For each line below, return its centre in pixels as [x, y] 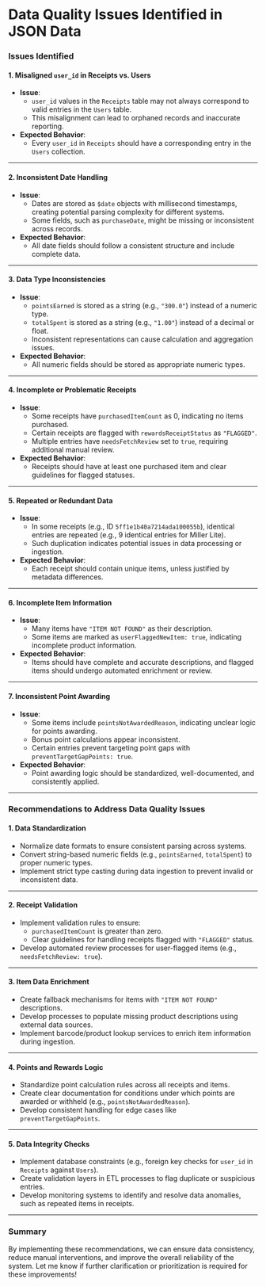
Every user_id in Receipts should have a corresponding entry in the [141, 143]
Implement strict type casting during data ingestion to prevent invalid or [136, 871]
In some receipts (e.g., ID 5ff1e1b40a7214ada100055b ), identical [133, 527]
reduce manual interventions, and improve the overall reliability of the [121, 1257]
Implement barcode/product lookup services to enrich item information [135, 1033]
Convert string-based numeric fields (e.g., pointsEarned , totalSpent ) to [135, 854]
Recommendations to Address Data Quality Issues [107, 809]
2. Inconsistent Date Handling [58, 177]
